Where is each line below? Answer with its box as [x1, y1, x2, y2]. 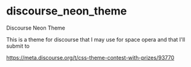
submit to [6, 42, 30, 49]
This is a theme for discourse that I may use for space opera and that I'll [6, 36, 186, 43]
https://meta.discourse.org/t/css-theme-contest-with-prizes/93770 [6, 54, 175, 61]
